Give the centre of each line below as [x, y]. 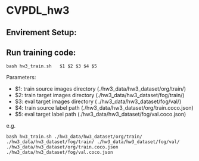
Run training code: [41, 52]
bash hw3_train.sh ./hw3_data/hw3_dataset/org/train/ [74, 137]
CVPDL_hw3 [38, 10]
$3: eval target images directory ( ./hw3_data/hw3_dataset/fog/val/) [98, 101]
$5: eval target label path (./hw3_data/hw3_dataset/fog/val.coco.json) [100, 114]
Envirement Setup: [41, 32]
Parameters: [21, 78]
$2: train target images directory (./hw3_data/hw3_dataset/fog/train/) [99, 95]
